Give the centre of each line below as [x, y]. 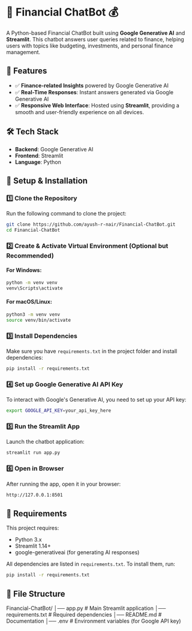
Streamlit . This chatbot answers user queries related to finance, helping [95, 39]
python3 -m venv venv [33, 315]
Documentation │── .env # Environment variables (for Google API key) [94, 621]
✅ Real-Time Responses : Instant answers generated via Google [94, 92]
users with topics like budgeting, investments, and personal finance [90, 46]
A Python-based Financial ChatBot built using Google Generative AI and [96, 33]
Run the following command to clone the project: [66, 214]
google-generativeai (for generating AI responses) [77, 552]
